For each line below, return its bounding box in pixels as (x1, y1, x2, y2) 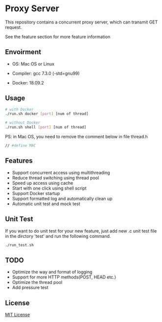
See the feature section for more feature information (5, 34, 111, 40)
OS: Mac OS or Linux (12, 61, 55, 66)
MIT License (5, 312, 30, 318)
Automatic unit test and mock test (12, 201, 81, 207)
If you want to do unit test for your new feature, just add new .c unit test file (5, 228, 157, 234)
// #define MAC (5, 143, 36, 148)
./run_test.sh (5, 242, 34, 247)
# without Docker (5, 120, 41, 125)
